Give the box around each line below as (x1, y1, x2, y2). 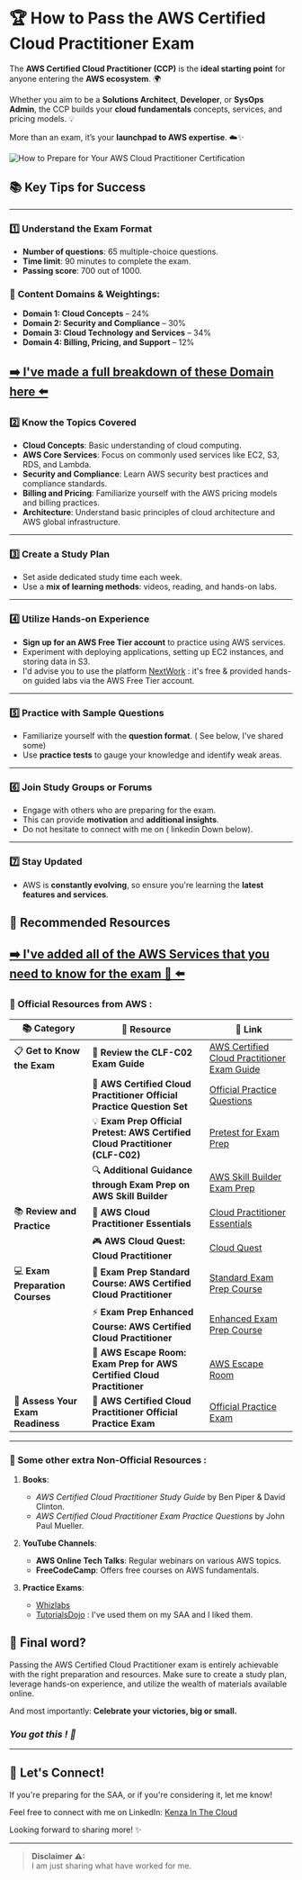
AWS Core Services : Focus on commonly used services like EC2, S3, (22, 450, 280, 460)
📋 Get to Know (13, 1045, 81, 1058)
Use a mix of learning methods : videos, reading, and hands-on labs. (22, 581, 277, 592)
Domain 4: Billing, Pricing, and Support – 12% (22, 337, 195, 348)
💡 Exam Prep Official (92, 1114, 182, 1127)
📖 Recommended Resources (9, 914, 171, 930)
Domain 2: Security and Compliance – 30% (22, 318, 186, 329)
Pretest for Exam (209, 1126, 280, 1139)
